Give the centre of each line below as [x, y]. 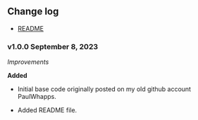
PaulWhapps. [37, 97]
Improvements [28, 62]
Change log [33, 12]
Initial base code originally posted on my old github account [104, 89]
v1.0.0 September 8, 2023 [53, 46]
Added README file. [47, 110]
